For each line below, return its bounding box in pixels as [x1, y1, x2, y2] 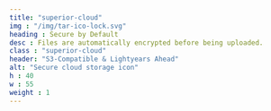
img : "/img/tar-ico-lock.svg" [9, 21, 127, 30]
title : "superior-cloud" [9, 13, 103, 22]
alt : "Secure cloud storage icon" [9, 64, 140, 73]
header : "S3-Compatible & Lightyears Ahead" [9, 55, 179, 64]
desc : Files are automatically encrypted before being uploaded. [9, 38, 264, 47]
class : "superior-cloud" [9, 47, 106, 55]
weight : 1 [9, 88, 50, 97]
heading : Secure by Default [9, 30, 119, 38]
